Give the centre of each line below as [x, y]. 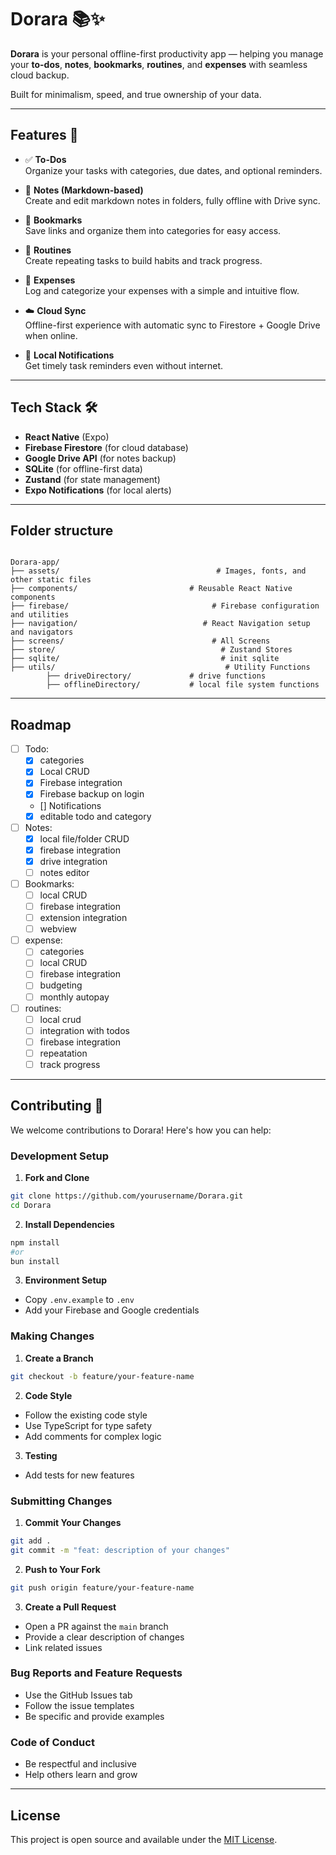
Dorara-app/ [35, 562]
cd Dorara [31, 1205]
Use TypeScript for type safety [88, 1425]
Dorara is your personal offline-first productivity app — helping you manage [167, 53]
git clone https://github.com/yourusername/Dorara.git [127, 1196]
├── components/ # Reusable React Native [151, 589]
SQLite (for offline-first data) [83, 468]
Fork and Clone [57, 1178]
